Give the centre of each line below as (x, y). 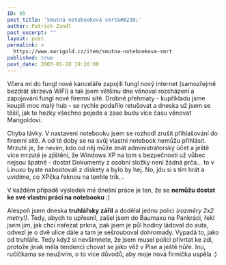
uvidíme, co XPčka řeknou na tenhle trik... (66, 177)
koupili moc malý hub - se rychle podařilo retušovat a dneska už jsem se (109, 105)
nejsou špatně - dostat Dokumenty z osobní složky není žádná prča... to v (111, 162)
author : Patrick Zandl (39, 26)
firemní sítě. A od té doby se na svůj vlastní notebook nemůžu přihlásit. (107, 140)
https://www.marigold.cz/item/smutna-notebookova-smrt (93, 52)
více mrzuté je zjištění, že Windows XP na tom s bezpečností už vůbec (107, 155)
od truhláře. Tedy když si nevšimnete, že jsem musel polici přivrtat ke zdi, (110, 239)
